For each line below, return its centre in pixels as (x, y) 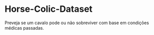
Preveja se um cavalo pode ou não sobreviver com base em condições (77, 23)
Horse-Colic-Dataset (49, 9)
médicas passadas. (24, 28)
